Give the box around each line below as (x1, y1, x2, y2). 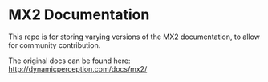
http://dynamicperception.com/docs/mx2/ (8, 64, 148, 73)
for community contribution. (8, 40, 101, 49)
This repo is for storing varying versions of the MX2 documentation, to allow (8, 32, 261, 41)
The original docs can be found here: (8, 56, 131, 65)
